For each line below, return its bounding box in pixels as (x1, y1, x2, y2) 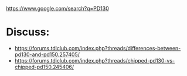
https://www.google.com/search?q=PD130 (6, 5, 110, 12)
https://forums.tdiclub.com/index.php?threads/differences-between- (14, 44, 181, 51)
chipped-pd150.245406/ (14, 63, 74, 70)
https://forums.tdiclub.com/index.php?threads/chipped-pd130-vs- (14, 57, 175, 64)
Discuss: (6, 26, 50, 39)
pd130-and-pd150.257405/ (14, 51, 80, 58)
